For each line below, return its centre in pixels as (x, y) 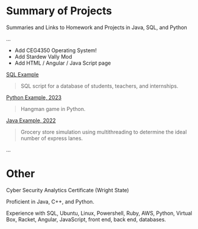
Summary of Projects (59, 11)
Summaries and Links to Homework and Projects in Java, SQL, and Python (97, 27)
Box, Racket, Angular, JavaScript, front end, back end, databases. (86, 219)
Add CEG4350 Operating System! (56, 50)
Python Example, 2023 (34, 97)
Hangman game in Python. (53, 109)
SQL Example (22, 74)
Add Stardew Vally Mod (43, 56)
